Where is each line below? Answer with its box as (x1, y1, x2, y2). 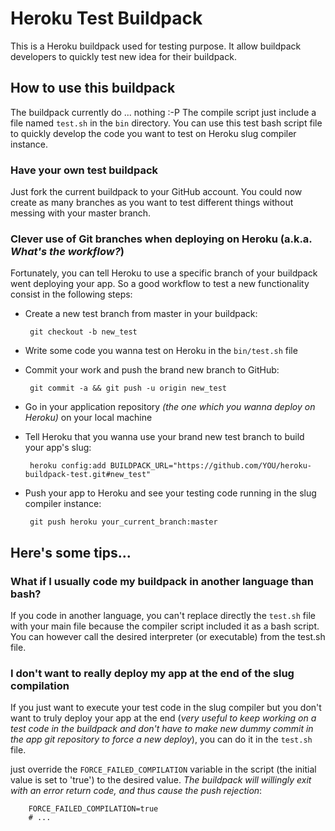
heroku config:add (29, 461, 107, 471)
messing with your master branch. (10, 207, 152, 219)
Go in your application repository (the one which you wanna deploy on (24, 401, 316, 413)
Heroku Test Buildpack (10, 7, 203, 30)
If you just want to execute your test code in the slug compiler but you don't (10, 702, 322, 714)
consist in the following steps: (10, 288, 133, 301)
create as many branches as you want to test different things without (10, 197, 294, 209)
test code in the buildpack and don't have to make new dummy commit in (10, 723, 314, 735)
